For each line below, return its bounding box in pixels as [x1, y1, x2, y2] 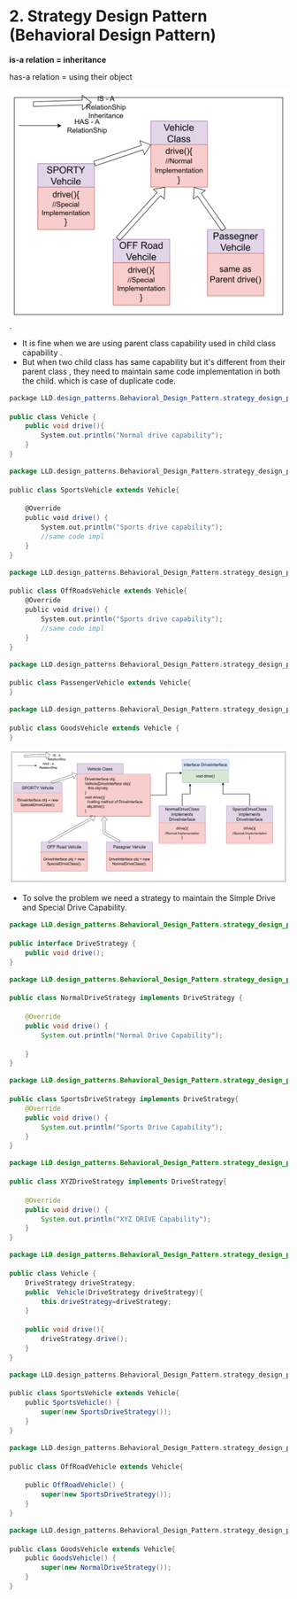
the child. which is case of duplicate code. [21, 375, 177, 386]
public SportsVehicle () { [25, 1398, 121, 1408]
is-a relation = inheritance [9, 54, 107, 65]
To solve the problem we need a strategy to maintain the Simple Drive [21, 893, 276, 904]
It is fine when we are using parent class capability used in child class [21, 338, 277, 348]
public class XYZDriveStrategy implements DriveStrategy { [9, 1177, 227, 1186]
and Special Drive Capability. [21, 902, 127, 913]
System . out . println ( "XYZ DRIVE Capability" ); [41, 1215, 212, 1223]
